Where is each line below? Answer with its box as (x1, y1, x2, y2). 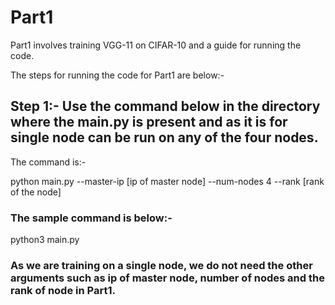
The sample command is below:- (10, 211, 173, 225)
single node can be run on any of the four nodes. (10, 129, 319, 146)
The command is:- (10, 156, 87, 168)
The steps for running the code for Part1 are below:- (10, 69, 225, 81)
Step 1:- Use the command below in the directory (10, 98, 321, 115)
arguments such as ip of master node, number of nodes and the (10, 271, 325, 285)
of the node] (10, 186, 62, 198)
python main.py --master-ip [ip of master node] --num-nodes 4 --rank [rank (10, 175, 325, 187)
